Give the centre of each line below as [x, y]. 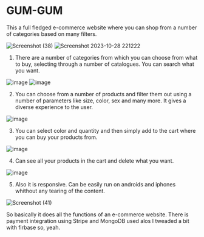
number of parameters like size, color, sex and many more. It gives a [100, 101]
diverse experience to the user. [54, 107]
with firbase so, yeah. [33, 227]
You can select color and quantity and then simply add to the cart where [105, 130]
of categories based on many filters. [52, 34]
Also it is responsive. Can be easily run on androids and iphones [95, 184]
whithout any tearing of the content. [60, 191]
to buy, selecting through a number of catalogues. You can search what [104, 64]
